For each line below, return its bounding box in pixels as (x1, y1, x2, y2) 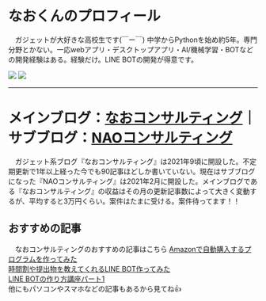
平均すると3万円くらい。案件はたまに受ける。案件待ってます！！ (28, 196, 241, 206)
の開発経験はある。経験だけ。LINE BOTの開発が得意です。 (8, 55, 198, 64)
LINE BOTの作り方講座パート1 (8, 274, 105, 284)
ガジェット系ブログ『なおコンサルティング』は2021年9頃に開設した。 (14, 156, 243, 166)
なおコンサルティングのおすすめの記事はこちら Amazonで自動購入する (14, 244, 245, 253)
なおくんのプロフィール (8, 7, 161, 25)
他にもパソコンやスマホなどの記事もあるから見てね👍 (8, 284, 182, 293)
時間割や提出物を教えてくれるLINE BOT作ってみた (8, 264, 171, 273)
